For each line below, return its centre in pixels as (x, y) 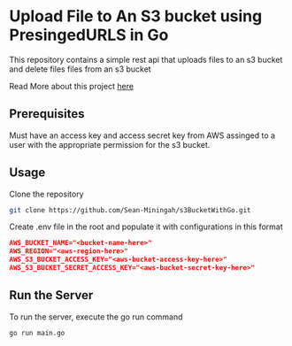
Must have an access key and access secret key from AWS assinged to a (142, 135)
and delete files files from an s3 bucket (81, 69)
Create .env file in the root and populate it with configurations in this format (146, 227)
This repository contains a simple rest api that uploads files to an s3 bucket (146, 59)
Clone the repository (46, 194)
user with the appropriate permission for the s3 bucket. (110, 144)
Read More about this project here (72, 86)
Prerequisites (47, 114)
